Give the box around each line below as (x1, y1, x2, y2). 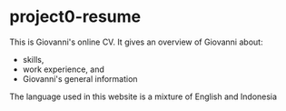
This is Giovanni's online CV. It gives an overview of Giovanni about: (9, 36, 263, 47)
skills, (22, 54, 44, 65)
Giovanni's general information (22, 73, 138, 84)
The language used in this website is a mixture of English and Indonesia (9, 91, 278, 102)
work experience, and (22, 64, 104, 75)
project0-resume (9, 6, 142, 27)
